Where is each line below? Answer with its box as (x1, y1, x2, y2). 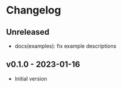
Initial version (14, 75, 47, 82)
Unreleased (6, 27, 50, 37)
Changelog (6, 4, 61, 17)
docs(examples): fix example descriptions (14, 42, 117, 49)
